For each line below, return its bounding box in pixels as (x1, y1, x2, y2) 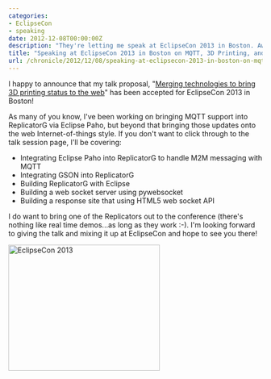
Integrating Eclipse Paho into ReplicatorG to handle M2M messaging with (19, 152, 263, 162)
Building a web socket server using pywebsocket (19, 187, 184, 197)
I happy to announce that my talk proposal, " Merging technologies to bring (8, 78, 256, 89)
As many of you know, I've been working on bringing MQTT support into (8, 111, 248, 121)
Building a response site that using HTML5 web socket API (19, 195, 215, 206)
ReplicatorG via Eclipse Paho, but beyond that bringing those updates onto (8, 120, 256, 130)
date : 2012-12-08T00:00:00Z (8, 34, 103, 43)
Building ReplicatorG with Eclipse (19, 178, 131, 188)
